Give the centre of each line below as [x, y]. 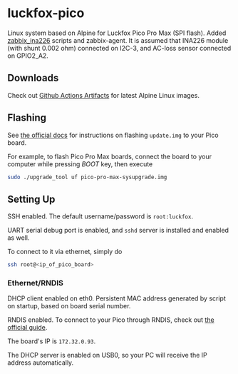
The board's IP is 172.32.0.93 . [52, 341]
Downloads [33, 78]
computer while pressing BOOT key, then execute [80, 164]
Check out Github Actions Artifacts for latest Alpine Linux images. [103, 95]
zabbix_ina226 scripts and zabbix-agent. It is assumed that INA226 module [118, 40]
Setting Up [31, 199]
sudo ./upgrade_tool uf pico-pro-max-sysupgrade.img [87, 177]
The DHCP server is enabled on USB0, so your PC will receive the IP [108, 355]
